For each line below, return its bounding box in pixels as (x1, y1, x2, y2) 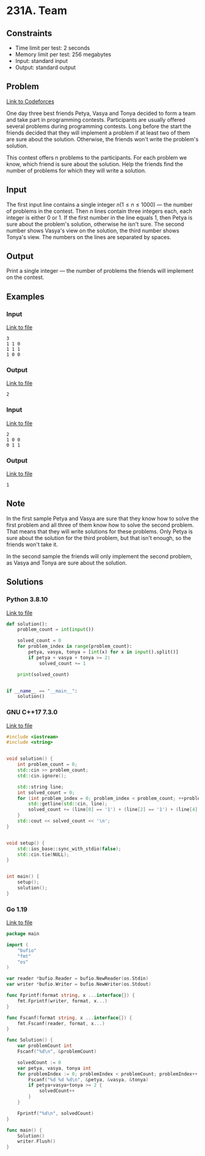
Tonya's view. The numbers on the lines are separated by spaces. (6, 233, 171, 240)
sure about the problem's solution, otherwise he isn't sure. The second (6, 220, 184, 228)
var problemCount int (17, 1043, 72, 1049)
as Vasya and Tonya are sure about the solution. (6, 559, 128, 566)
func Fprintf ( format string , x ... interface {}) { (6, 992, 135, 999)
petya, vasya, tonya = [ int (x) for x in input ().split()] (28, 649, 179, 655)
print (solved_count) (17, 671, 70, 678)
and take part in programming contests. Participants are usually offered (6, 116, 186, 123)
